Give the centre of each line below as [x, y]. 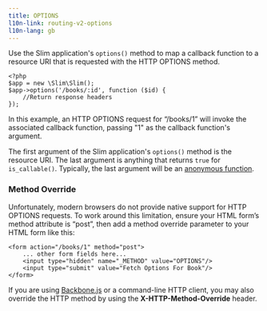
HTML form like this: [42, 232]
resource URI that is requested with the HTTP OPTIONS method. [114, 62]
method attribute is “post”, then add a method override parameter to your [129, 224]
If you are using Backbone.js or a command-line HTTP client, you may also [131, 289]
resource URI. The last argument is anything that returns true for [115, 160]
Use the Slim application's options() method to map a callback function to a [133, 54]
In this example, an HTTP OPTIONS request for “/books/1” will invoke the [128, 119]
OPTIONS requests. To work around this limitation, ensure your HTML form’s [134, 215]
